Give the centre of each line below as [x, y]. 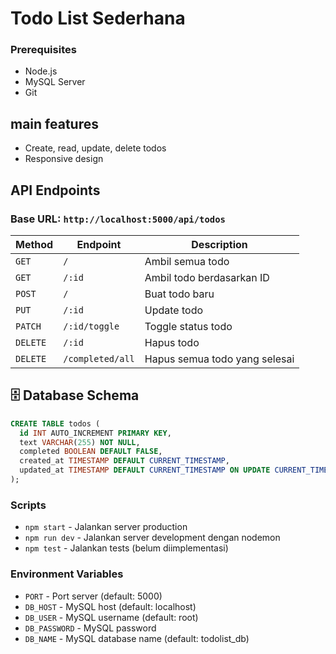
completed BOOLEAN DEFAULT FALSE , [91, 452]
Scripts [28, 505]
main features [54, 123]
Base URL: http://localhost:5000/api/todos [118, 219]
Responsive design [64, 159]
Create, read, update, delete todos [95, 148]
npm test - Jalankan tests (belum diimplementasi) [126, 548]
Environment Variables [67, 574]
